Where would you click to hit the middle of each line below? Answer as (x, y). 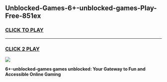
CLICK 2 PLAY (22, 49)
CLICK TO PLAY (24, 30)
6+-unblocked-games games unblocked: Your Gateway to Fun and (75, 69)
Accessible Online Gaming (33, 74)
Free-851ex (23, 16)
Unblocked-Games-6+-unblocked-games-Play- (81, 8)
